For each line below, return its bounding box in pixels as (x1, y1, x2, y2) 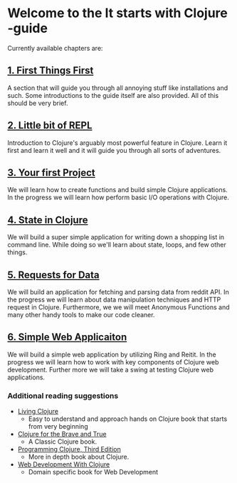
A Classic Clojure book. (28, 437, 98, 446)
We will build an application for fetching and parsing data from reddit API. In (7, 288, 229, 296)
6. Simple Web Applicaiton (7, 331, 127, 344)
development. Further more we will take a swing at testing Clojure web (7, 365, 214, 374)
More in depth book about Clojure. (28, 452, 130, 462)
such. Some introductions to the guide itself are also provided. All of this (7, 91, 219, 99)
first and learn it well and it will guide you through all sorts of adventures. (7, 146, 221, 154)
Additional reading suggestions (7, 391, 119, 401)
